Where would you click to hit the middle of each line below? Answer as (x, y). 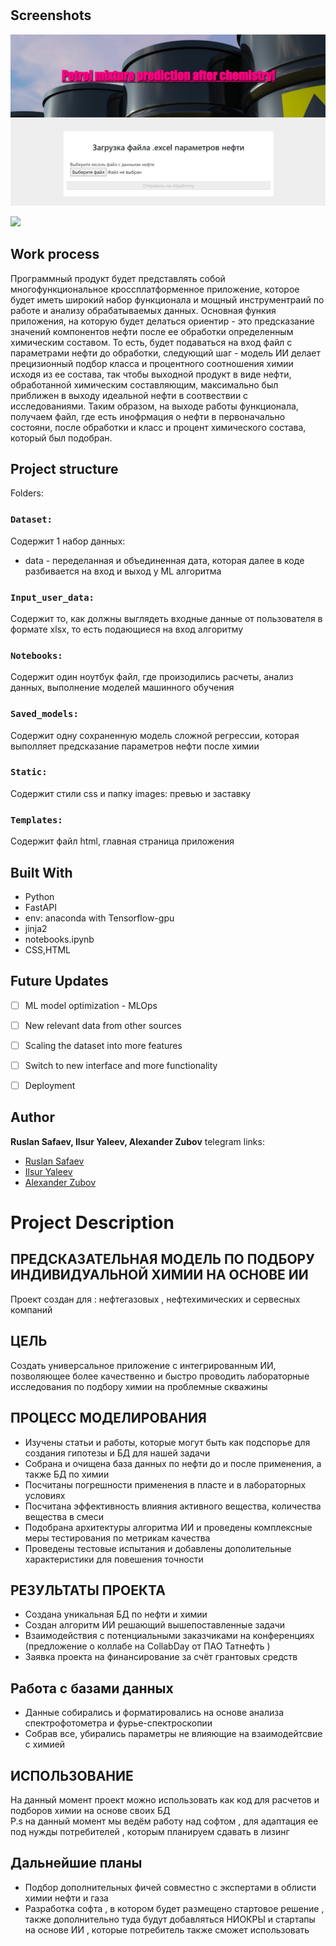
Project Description (92, 1223)
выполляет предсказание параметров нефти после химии (135, 746)
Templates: (36, 820)
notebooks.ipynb (59, 939)
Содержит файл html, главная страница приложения (122, 841)
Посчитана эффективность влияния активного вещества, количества (173, 1506)
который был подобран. (61, 438)
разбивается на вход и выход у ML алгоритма (123, 571)
